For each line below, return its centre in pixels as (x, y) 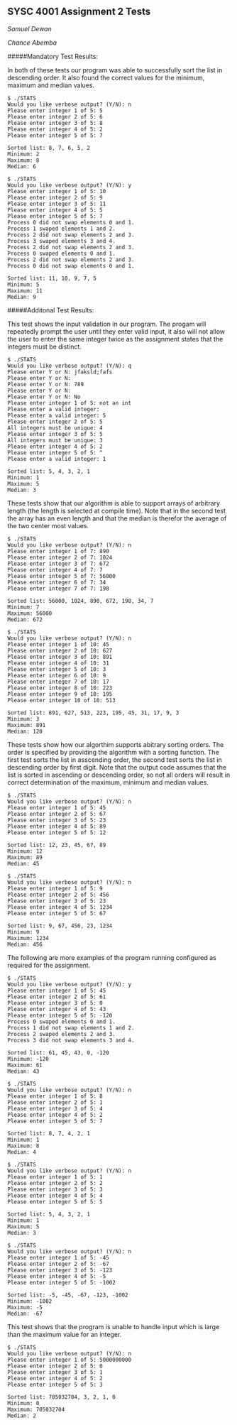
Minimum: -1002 (30, 1301)
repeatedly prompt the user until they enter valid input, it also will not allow (116, 331)
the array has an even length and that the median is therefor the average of (117, 518)
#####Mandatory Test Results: (53, 56)
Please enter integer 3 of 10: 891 (60, 657)
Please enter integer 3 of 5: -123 (60, 1270)
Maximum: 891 (27, 725)
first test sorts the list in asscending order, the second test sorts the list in (115, 760)
